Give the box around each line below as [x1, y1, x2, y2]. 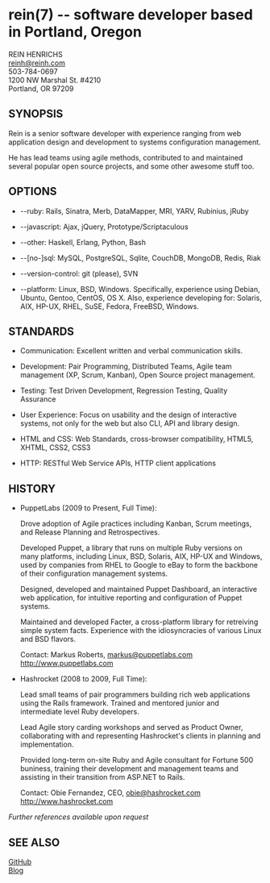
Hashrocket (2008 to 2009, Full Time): [19, 674, 147, 684]
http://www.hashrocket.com [19, 797, 114, 806]
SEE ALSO [8, 835, 60, 849]
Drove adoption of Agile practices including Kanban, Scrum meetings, [19, 519, 252, 529]
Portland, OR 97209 [8, 83, 74, 94]
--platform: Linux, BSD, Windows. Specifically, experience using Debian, [19, 284, 260, 294]
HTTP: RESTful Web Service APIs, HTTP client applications [19, 458, 216, 469]
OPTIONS [8, 185, 57, 198]
